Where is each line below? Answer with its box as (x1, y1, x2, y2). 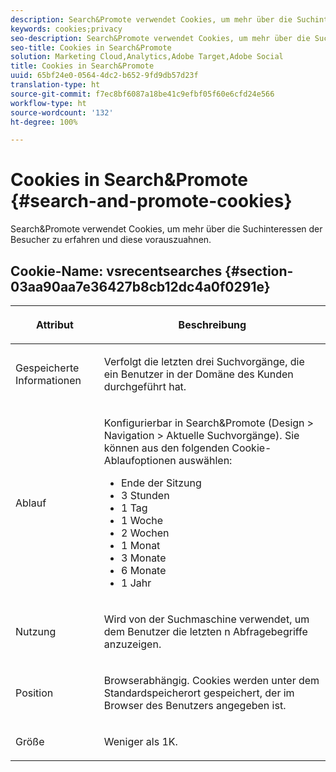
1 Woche (120, 514, 164, 527)
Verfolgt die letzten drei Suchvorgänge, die (103, 355, 305, 368)
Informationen (15, 374, 82, 387)
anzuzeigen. (103, 637, 162, 651)
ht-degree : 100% (10, 117, 78, 127)
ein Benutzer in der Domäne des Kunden (103, 367, 294, 381)
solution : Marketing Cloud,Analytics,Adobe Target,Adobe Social (10, 52, 284, 62)
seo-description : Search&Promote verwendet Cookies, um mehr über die (10, 33, 311, 43)
